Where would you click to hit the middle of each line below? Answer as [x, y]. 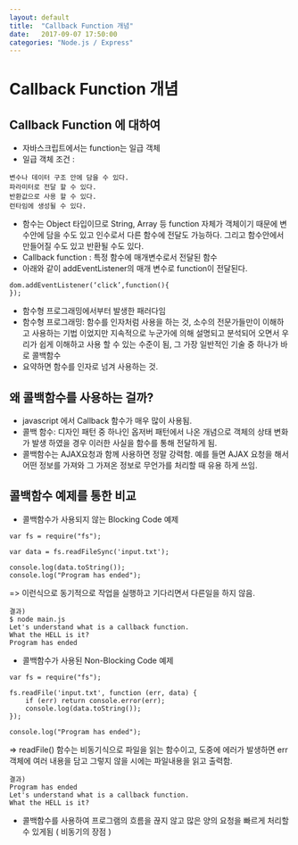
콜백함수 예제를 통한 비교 [73, 496]
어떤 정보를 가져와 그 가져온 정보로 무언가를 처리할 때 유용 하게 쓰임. [140, 466]
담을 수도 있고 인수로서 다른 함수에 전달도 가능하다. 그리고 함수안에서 [165, 235]
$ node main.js [37, 619]
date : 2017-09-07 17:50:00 [63, 34]
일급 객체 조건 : [48, 159]
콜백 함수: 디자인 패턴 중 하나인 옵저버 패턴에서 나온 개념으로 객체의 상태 [147, 432]
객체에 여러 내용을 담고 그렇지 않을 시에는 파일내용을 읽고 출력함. [121, 760]
